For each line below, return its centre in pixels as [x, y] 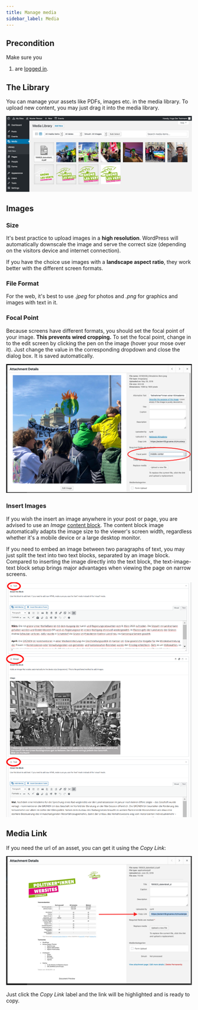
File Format [23, 283]
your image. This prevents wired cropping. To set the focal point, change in [99, 337]
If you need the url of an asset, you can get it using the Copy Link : [86, 847]
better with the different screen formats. [55, 269]
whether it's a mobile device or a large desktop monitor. [74, 537]
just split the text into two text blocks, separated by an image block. [88, 555]
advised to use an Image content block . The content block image [85, 525]
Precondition [30, 43]
